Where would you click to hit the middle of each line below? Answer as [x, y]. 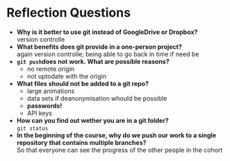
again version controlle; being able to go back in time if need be [108, 54]
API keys [40, 113]
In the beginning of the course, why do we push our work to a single [116, 135]
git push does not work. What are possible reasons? [93, 61]
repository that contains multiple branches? [81, 142]
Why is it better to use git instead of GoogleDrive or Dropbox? [107, 32]
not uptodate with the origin [67, 76]
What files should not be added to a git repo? [83, 83]
